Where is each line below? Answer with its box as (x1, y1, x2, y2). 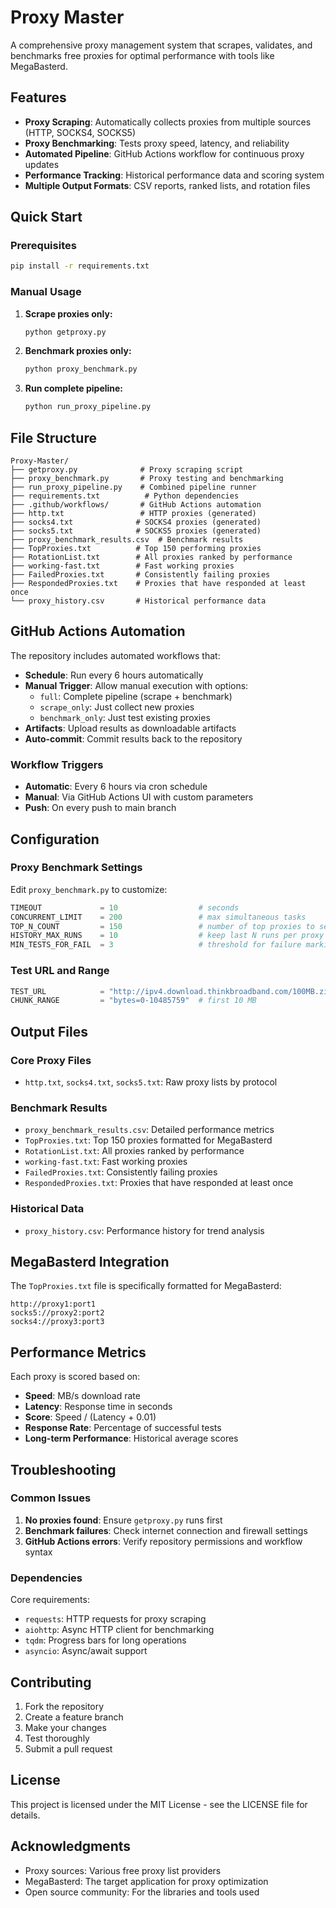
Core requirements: (10, 1594, 90, 1606)
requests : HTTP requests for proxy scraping (24, 1613, 207, 1625)
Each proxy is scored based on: (10, 1371, 141, 1383)
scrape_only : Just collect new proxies (39, 701, 195, 713)
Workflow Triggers (10, 757, 104, 771)
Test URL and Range (10, 964, 110, 978)
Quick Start (10, 209, 83, 226)
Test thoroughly (24, 1732, 90, 1744)
